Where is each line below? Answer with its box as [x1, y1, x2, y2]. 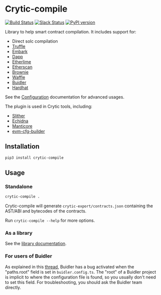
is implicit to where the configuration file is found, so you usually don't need [5, 274, 156, 280]
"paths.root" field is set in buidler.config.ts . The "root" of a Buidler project [5, 269, 156, 275]
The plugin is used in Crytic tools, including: [5, 103, 93, 109]
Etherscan [12, 64, 33, 70]
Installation [5, 142, 40, 151]
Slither [12, 113, 25, 118]
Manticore [12, 123, 33, 129]
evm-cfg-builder [12, 128, 45, 134]
